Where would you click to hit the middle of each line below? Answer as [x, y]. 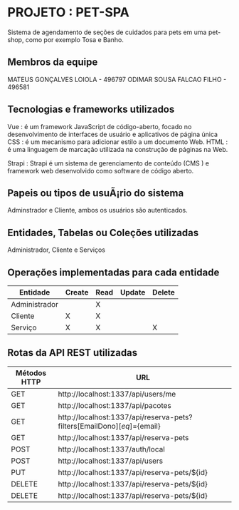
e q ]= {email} [141, 426]
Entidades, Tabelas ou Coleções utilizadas [103, 233]
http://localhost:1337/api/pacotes [115, 405]
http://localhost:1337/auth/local [111, 449]
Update [133, 292]
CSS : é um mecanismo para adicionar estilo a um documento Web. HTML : [118, 142]
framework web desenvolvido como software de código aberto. [101, 170]
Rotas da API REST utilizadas [73, 353]
